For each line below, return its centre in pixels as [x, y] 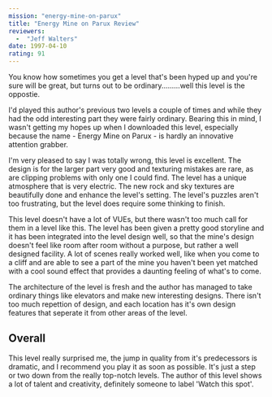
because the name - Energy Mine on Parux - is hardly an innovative [121, 136]
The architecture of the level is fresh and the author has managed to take [131, 287]
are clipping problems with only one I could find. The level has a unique [127, 177]
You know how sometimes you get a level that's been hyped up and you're [133, 77]
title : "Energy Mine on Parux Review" [74, 24]
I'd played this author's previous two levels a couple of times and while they [135, 110]
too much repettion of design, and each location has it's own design [122, 304]
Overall [27, 338]
